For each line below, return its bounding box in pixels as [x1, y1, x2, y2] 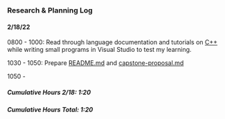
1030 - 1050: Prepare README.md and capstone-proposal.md [7, 59, 184, 67]
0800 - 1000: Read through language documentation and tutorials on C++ [7, 38, 218, 46]
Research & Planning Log [7, 6, 93, 15]
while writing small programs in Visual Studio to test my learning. [7, 46, 192, 54]
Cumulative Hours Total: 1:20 [7, 106, 93, 114]
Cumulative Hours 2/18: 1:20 [7, 88, 91, 96]
